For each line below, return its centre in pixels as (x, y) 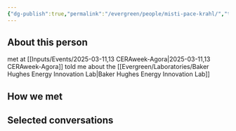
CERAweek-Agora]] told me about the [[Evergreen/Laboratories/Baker (108, 67)
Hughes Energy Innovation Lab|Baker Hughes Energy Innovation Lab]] (109, 74)
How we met (35, 96)
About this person (47, 43)
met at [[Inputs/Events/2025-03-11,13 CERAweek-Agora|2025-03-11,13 (109, 59)
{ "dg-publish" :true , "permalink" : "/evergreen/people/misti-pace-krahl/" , (116, 14)
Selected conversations (60, 120)
